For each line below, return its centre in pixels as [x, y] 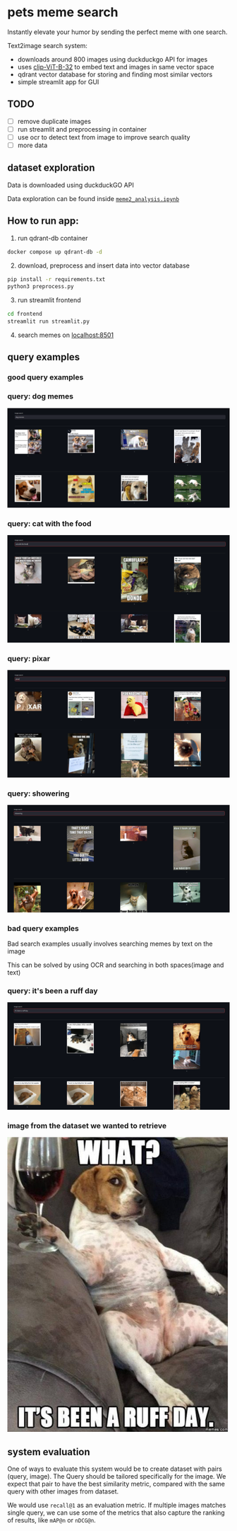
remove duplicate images [54, 121]
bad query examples [43, 928]
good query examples [45, 377]
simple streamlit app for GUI [58, 81]
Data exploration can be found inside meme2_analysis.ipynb [93, 198]
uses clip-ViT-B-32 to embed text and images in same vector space [116, 67]
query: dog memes [41, 396]
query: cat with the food [49, 523]
